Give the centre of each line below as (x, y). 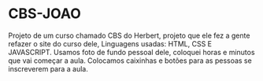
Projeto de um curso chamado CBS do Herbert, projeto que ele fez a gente (129, 35)
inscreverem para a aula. (48, 68)
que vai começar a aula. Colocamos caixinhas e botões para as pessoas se (130, 61)
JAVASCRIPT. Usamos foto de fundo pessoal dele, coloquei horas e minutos (131, 52)
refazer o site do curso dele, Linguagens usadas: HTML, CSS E (110, 43)
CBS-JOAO (44, 14)
